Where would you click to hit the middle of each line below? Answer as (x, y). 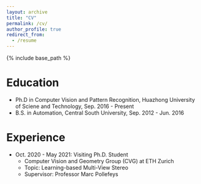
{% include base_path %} (38, 58)
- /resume (24, 40)
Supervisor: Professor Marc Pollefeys (71, 174)
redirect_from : (26, 35)
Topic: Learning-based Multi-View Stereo (76, 167)
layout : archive (27, 12)
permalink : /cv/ (27, 23)
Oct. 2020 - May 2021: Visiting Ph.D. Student (71, 155)
